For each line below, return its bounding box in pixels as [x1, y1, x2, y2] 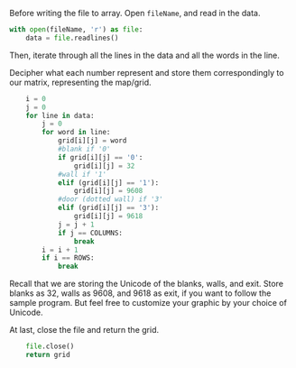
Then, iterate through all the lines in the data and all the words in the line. [9, 50, 280, 60]
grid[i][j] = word [57, 136, 127, 145]
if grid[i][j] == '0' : [57, 152, 143, 161]
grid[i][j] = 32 [73, 161, 135, 170]
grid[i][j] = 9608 [73, 187, 143, 196]
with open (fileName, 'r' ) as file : [9, 25, 143, 34]
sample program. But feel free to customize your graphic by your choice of [9, 298, 287, 308]
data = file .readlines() [25, 33, 119, 42]
